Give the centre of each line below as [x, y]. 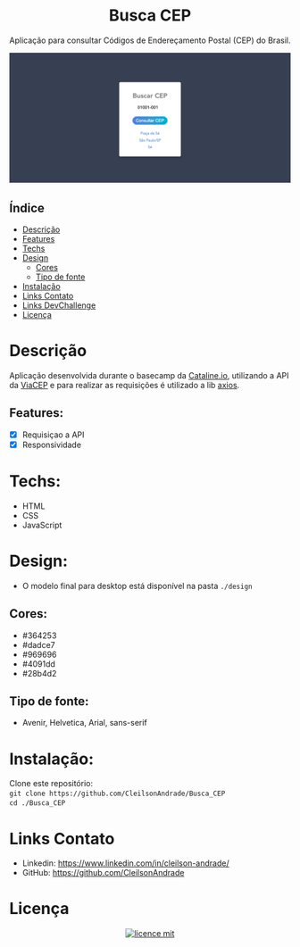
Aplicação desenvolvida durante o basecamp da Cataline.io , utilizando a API [149, 375]
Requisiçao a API [53, 435]
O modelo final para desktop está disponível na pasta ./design [137, 586]
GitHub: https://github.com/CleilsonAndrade [103, 873]
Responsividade [52, 444]
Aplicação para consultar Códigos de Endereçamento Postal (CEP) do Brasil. [150, 40]
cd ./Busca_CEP [37, 803]
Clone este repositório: [51, 784]
